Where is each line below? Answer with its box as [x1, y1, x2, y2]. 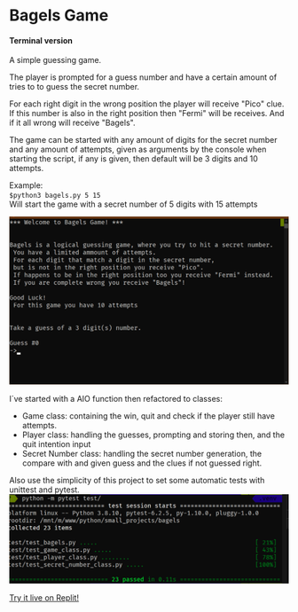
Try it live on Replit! [9, 592, 80, 603]
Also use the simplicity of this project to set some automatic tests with [9, 475, 265, 486]
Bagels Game [9, 5, 109, 26]
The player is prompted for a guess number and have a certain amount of [9, 72, 278, 82]
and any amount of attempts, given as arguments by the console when [9, 144, 267, 155]
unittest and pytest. [9, 484, 80, 495]
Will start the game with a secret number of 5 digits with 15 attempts [9, 199, 258, 209]
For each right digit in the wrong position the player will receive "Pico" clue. [9, 98, 285, 109]
